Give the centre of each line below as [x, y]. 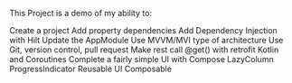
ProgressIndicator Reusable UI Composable [90, 69]
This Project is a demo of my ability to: [80, 13]
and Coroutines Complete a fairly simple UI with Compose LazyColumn [141, 59]
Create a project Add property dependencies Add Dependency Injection [143, 30]
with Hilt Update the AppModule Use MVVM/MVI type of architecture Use [146, 40]
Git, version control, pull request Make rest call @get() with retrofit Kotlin [144, 50]
